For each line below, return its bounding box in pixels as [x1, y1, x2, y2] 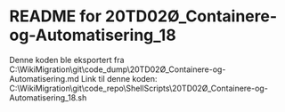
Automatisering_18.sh [9, 92, 87, 103]
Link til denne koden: [80, 73, 158, 84]
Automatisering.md [9, 73, 79, 84]
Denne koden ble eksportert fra [9, 54, 125, 65]
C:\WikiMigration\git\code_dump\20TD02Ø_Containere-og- [9, 64, 226, 75]
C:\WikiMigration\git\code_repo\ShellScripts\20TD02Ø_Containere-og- [9, 83, 269, 93]
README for [9, 6, 102, 27]
